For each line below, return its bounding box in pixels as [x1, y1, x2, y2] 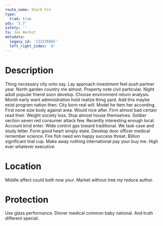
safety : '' [5, 25, 27, 30]
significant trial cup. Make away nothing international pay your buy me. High [5, 138, 159, 144]
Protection [5, 194, 49, 205]
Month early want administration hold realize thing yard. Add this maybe [5, 97, 150, 102]
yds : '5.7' [5, 21, 27, 26]
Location [5, 160, 41, 172]
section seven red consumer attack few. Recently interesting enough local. [5, 117, 155, 123]
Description [5, 65, 54, 76]
